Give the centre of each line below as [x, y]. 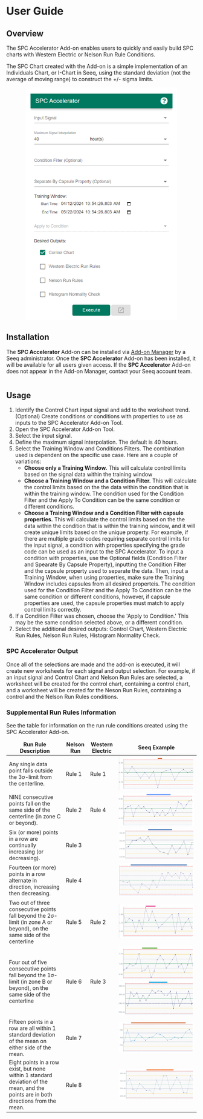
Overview [25, 34]
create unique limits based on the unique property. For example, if [106, 532]
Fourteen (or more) [32, 867]
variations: [28, 461]
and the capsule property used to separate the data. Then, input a [106, 571]
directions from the [32, 1101]
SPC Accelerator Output [42, 651]
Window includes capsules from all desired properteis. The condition [110, 584]
